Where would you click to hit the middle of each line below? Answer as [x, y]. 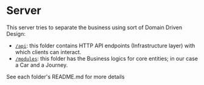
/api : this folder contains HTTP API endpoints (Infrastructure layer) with [105, 46]
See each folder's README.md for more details [65, 76]
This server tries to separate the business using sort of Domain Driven [94, 27]
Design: [16, 33]
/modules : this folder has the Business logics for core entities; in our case [107, 58]
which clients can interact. [48, 52]
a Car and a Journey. [41, 65]
